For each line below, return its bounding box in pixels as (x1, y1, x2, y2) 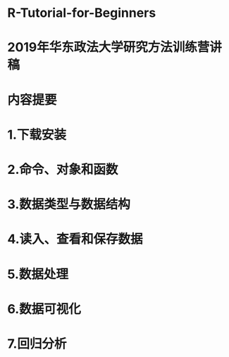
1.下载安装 (7, 127, 67, 142)
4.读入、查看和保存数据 (7, 231, 143, 247)
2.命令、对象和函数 (7, 161, 118, 177)
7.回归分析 (7, 336, 67, 351)
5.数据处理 (7, 266, 69, 282)
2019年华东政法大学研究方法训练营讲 (7, 39, 222, 56)
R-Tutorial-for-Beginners (7, 5, 156, 21)
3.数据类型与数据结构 (7, 196, 130, 213)
